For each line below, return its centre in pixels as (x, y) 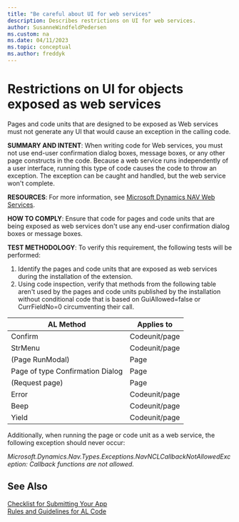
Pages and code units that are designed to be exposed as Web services (113, 124)
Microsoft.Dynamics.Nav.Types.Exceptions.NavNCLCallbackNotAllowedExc (119, 456)
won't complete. (31, 183)
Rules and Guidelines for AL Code (57, 511)
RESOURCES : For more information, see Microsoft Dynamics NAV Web (111, 197)
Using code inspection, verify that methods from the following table (117, 284)
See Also (27, 487)
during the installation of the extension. (75, 276)
